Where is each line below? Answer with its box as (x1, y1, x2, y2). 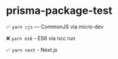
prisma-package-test (6, 4, 113, 17)
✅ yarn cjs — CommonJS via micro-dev (6, 23, 104, 30)
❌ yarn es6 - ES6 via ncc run (6, 35, 76, 42)
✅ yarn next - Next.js (6, 46, 58, 53)
